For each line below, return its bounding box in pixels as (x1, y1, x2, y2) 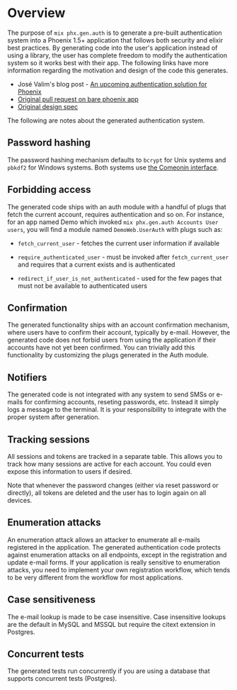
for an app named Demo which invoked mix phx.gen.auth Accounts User (7, 218, 219, 226)
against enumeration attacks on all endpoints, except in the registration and (7, 550, 227, 559)
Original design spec (17, 102, 79, 111)
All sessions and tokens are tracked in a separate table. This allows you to (7, 452, 223, 460)
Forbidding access (7, 184, 91, 196)
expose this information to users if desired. (7, 467, 132, 476)
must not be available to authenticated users (17, 282, 147, 290)
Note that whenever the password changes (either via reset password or (7, 481, 219, 489)
